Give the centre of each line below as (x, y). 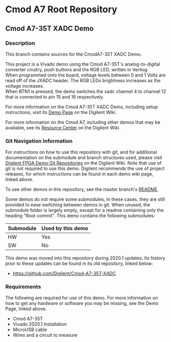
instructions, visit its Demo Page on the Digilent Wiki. (61, 112)
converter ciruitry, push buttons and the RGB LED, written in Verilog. (77, 69)
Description (20, 43)
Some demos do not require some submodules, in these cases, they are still (85, 199)
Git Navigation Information (39, 141)
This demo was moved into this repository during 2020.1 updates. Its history (85, 258)
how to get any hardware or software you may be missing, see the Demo (82, 303)
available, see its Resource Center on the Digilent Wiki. (63, 127)
